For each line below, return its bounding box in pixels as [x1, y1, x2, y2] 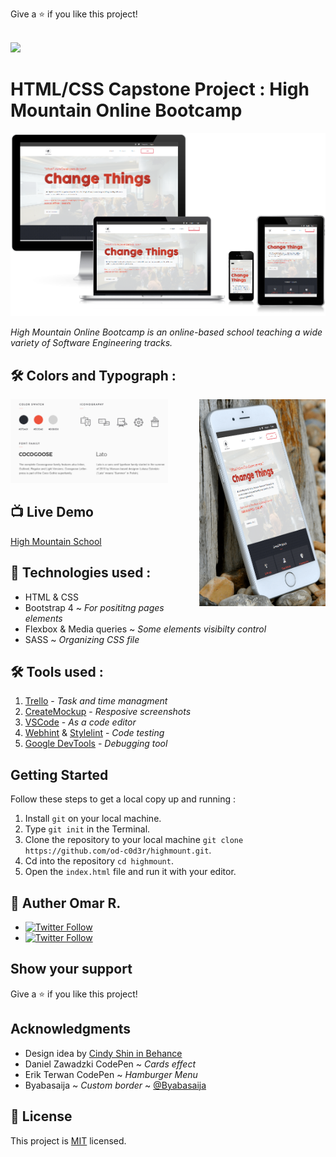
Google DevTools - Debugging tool [24, 738, 168, 750]
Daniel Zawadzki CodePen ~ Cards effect [24, 1058, 196, 1070]
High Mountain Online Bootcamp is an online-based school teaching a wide [10, 326, 323, 338]
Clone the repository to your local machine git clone [24, 834, 244, 846]
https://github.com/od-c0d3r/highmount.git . [24, 844, 212, 857]
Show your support [10, 961, 133, 978]
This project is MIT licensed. [10, 1134, 127, 1147]
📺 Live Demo [10, 504, 94, 521]
